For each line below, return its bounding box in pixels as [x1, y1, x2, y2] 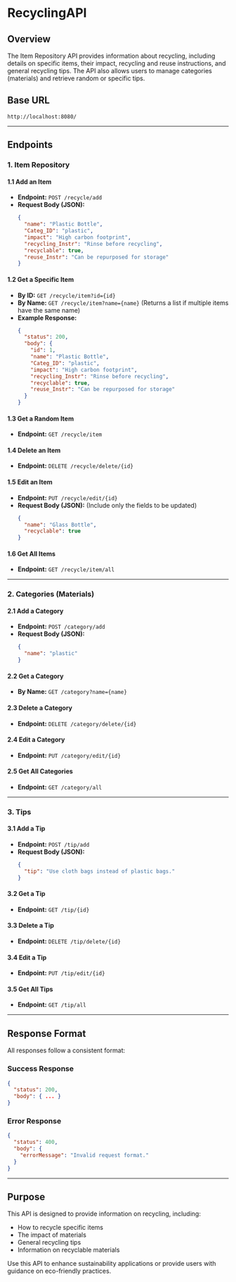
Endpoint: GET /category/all [17, 783, 103, 791]
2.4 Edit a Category [7, 735, 65, 744]
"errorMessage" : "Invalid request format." [20, 1152, 150, 1159]
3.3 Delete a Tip [7, 921, 55, 930]
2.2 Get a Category [7, 671, 64, 680]
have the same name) [17, 306, 81, 314]
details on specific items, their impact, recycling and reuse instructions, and [7, 59, 226, 68]
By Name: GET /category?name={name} [17, 687, 128, 696]
